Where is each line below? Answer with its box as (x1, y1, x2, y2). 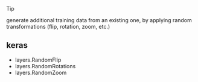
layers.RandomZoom (14, 69, 67, 76)
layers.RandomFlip (14, 56, 62, 63)
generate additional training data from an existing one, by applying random (6, 17, 192, 23)
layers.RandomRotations (14, 62, 76, 69)
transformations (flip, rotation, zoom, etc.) (6, 23, 110, 30)
